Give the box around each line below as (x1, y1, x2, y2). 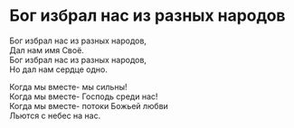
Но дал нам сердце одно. (9, 64, 109, 75)
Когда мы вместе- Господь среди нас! (9, 91, 158, 102)
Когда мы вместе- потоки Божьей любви (9, 100, 169, 111)
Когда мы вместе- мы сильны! (9, 81, 128, 92)
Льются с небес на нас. (9, 110, 101, 121)
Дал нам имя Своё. (9, 44, 84, 55)
